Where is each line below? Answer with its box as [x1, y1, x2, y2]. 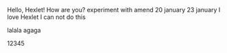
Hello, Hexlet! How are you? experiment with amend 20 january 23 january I [7, 6, 221, 14]
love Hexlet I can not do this [7, 13, 86, 21]
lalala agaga [7, 26, 41, 34]
